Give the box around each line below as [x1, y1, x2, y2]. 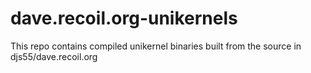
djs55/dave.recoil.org [10, 50, 98, 62]
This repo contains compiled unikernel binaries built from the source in [10, 40, 302, 52]
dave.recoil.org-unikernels [10, 7, 238, 30]
